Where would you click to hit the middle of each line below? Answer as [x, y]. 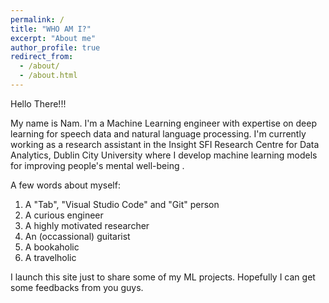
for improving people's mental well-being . [97, 165]
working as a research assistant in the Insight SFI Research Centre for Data [165, 144]
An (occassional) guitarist [77, 236]
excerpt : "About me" [53, 38]
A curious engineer [64, 215]
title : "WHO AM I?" [51, 29]
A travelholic [50, 257]
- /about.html [48, 76]
